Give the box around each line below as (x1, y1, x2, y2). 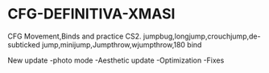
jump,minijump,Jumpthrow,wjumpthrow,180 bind (42, 39, 202, 49)
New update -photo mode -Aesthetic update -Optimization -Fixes (7, 55, 225, 65)
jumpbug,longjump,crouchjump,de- (143, 31, 261, 41)
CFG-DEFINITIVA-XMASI (7, 5, 176, 23)
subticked (7, 39, 41, 49)
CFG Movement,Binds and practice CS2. (7, 31, 142, 41)
